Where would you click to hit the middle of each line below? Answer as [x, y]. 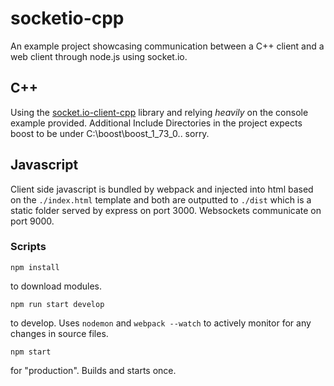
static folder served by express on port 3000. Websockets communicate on [166, 210]
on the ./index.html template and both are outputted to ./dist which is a [161, 199]
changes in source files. [59, 333]
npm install [35, 267]
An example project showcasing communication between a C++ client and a [167, 46]
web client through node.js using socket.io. [99, 56]
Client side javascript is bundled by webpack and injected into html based [162, 189]
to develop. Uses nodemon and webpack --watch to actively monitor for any [161, 323]
